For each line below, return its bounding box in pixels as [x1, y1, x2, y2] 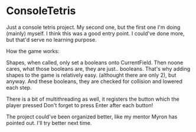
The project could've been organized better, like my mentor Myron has [6, 113, 178, 120]
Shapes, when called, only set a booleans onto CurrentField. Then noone [6, 59, 184, 66]
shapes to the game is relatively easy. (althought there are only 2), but [6, 71, 177, 78]
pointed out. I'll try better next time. [6, 119, 92, 126]
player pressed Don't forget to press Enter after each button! [6, 101, 153, 108]
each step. [6, 84, 32, 91]
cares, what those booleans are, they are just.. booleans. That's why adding [6, 65, 191, 72]
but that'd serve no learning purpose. [6, 36, 97, 43]
